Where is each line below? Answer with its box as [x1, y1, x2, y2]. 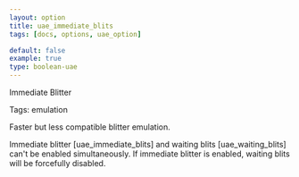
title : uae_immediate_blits [9, 21, 114, 30]
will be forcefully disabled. [9, 158, 106, 168]
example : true [9, 55, 62, 63]
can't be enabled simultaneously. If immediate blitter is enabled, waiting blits [9, 148, 290, 159]
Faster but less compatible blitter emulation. [9, 122, 171, 132]
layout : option [9, 13, 66, 22]
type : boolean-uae [9, 63, 78, 72]
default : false [9, 46, 66, 55]
